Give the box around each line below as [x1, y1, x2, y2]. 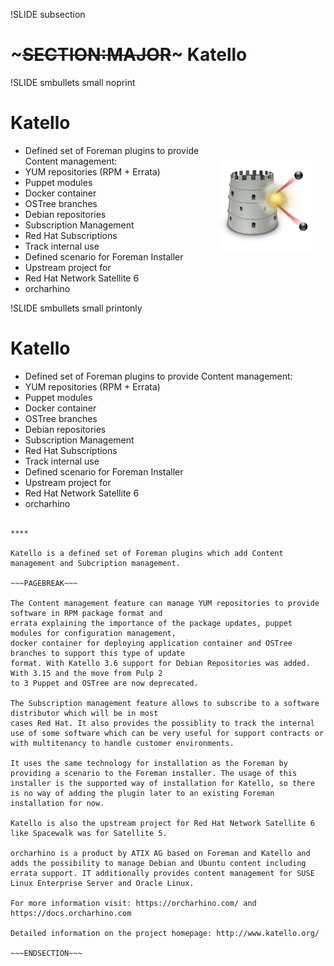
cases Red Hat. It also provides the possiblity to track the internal [10, 718, 315, 728]
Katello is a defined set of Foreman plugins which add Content [10, 548, 284, 558]
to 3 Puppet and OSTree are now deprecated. [10, 678, 199, 688]
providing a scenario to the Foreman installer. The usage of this [10, 768, 298, 778]
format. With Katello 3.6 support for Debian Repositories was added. [10, 658, 311, 668]
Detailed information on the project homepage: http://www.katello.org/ [10, 928, 320, 938]
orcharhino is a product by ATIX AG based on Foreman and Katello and [10, 848, 311, 858]
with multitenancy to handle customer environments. [10, 738, 235, 748]
